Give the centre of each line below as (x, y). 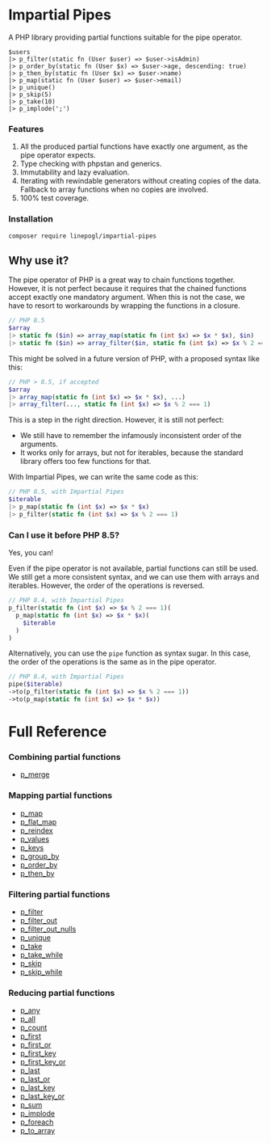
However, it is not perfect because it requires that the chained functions (128, 289)
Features (26, 129)
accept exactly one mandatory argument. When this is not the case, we (127, 297)
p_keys (32, 847)
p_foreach (37, 1122)
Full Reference (58, 732)
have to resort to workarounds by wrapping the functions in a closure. (124, 306)
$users (19, 52)
